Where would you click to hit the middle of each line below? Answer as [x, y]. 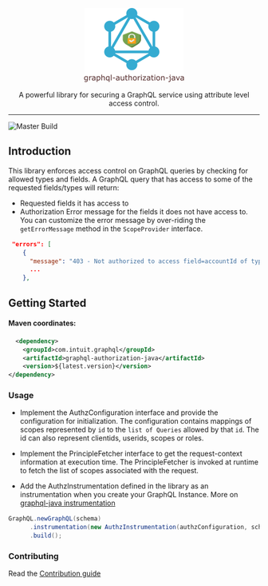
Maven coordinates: [42, 323]
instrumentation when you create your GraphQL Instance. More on [129, 495]
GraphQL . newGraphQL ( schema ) [55, 519]
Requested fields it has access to [74, 203]
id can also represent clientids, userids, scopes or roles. [112, 438]
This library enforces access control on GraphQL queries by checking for [128, 170]
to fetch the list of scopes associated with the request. [109, 471]
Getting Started [47, 303]
